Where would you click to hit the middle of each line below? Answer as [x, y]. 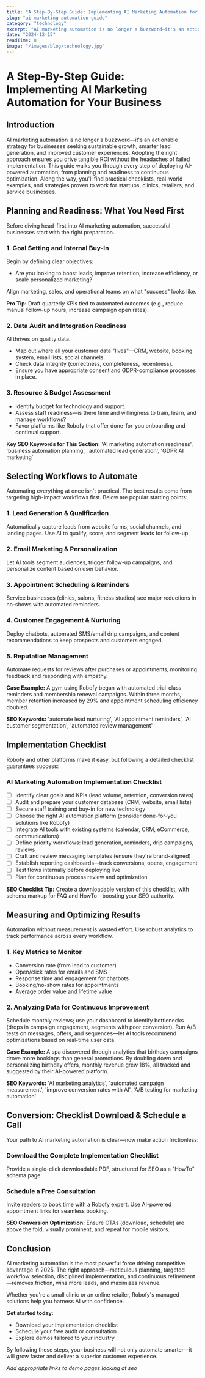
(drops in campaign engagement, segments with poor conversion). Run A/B [101, 1027]
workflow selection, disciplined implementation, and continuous [86, 1276]
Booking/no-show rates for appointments [67, 985]
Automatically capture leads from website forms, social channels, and [94, 526]
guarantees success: [33, 766]
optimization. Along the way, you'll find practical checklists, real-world [95, 179]
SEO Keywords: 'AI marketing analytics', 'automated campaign [85, 1083]
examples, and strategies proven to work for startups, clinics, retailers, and [100, 185]
